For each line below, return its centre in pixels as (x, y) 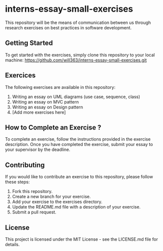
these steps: (18, 182)
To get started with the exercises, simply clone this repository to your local (80, 55)
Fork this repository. (32, 191)
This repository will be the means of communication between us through (78, 22)
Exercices (20, 75)
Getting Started (29, 43)
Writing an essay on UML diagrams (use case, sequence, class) (76, 97)
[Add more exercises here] (39, 112)
